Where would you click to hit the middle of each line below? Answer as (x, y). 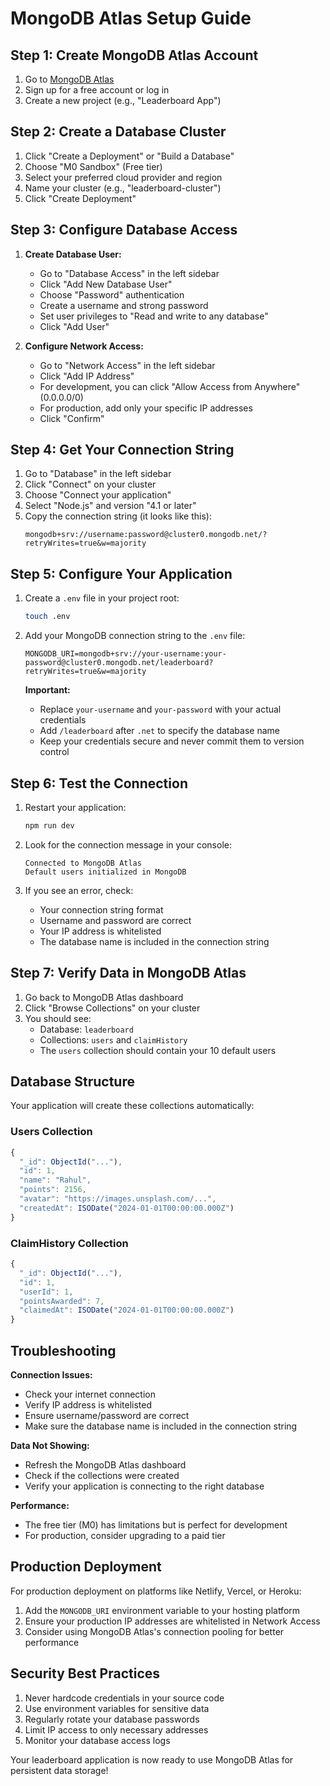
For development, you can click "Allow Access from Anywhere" (170, 386)
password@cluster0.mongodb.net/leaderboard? (119, 663)
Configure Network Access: (84, 346)
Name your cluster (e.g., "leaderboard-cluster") (123, 188)
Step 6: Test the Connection (99, 783)
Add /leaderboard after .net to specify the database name (159, 731)
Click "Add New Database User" (106, 284)
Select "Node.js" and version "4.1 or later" (110, 506)
